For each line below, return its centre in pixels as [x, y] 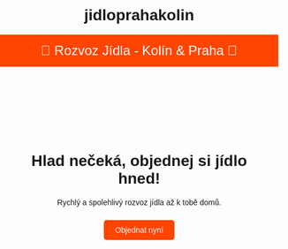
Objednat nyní [139, 230]
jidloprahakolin [139, 15]
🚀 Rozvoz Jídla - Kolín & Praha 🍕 [139, 50]
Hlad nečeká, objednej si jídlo [139, 161]
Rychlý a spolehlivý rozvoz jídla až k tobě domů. [139, 202]
